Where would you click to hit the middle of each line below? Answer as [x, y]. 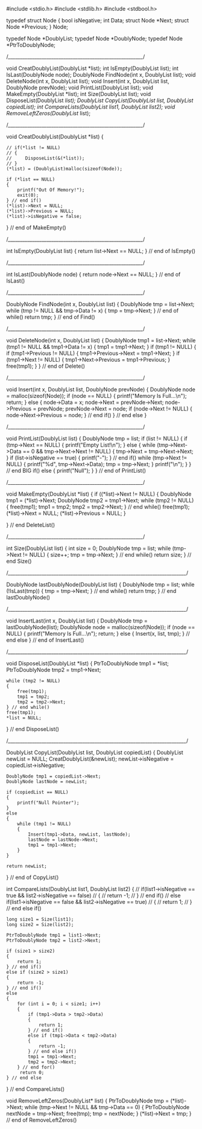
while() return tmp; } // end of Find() [51, 317]
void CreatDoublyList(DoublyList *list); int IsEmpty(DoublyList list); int [93, 68]
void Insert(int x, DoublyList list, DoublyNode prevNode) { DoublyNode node [101, 389]
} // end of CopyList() [33, 877]
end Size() [19, 561]
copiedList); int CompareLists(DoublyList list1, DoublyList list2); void [91, 107]
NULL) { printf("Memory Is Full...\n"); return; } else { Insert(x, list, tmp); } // [98, 634]
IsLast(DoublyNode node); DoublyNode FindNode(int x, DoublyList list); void [101, 75]
